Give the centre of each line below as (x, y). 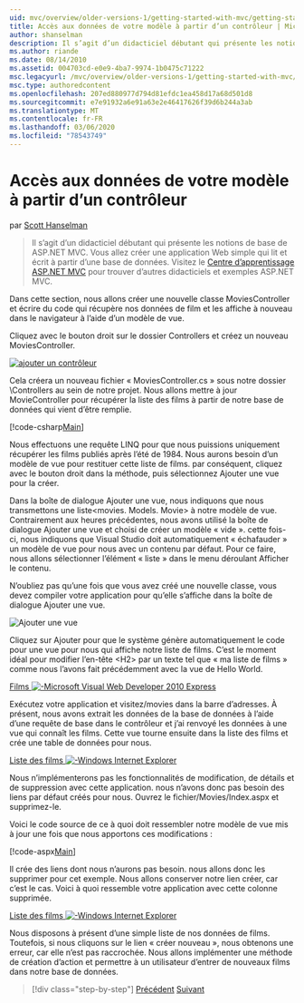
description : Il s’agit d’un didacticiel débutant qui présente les (141, 43)
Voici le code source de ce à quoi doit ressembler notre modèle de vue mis (149, 824)
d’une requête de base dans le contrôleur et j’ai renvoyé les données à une (148, 723)
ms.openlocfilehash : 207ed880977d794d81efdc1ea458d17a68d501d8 (131, 93)
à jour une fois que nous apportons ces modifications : (111, 833)
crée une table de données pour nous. (81, 742)
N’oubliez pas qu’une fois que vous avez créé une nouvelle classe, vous (143, 585)
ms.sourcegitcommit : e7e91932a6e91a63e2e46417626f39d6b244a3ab (131, 102)
